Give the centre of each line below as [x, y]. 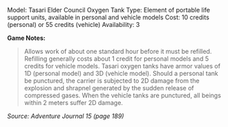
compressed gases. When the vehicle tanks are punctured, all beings [122, 95]
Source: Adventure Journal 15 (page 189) [66, 116]
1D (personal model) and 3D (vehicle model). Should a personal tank [121, 73]
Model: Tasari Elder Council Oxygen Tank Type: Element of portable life [109, 10]
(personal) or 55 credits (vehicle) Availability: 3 [74, 25]
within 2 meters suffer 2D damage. [73, 102]
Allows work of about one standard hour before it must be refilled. [118, 51]
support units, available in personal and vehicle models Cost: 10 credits [108, 17]
